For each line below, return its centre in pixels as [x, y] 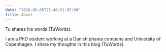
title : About [19, 15]
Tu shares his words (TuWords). [39, 29]
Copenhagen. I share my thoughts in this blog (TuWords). [65, 44]
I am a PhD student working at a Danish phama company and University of [83, 39]
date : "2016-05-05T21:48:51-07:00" [43, 10]
